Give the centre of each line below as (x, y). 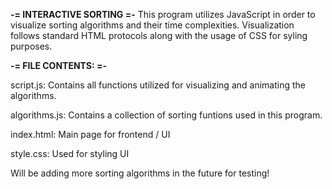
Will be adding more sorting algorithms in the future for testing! (140, 173)
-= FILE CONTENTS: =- (59, 65)
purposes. (31, 46)
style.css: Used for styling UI (70, 153)
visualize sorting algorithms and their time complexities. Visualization (152, 25)
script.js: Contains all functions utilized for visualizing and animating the (158, 85)
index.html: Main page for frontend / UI (90, 134)
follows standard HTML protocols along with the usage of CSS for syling (159, 35)
